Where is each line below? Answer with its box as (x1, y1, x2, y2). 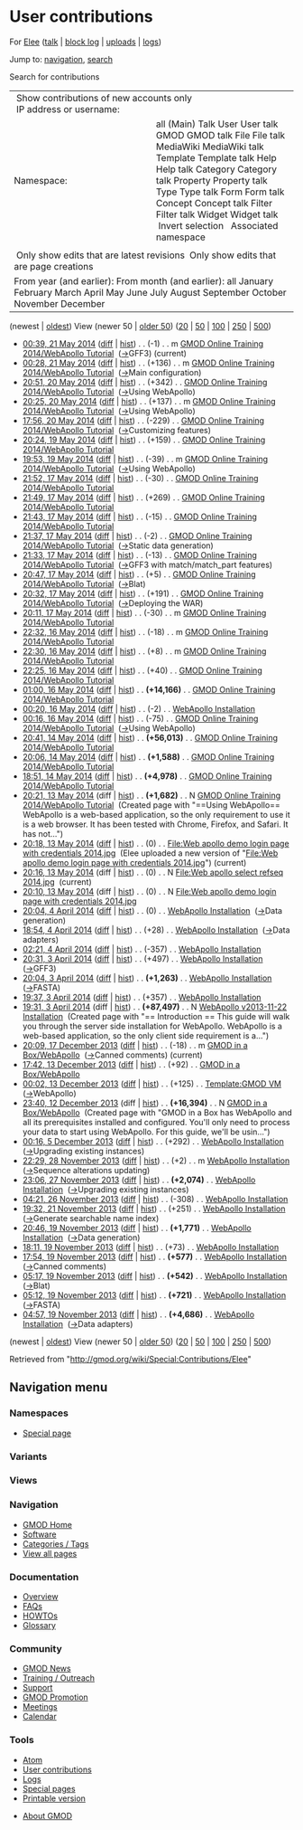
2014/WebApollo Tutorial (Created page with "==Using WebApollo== (22, 799, 281, 811)
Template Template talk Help (156, 151, 277, 164)
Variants (9, 1450, 48, 1463)
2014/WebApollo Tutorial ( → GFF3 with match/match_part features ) (22, 559, 273, 570)
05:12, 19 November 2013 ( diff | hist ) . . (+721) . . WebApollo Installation (22, 1289, 287, 1300)
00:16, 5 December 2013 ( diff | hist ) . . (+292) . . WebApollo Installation (22, 1135, 284, 1146)
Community (9, 1642, 62, 1655)
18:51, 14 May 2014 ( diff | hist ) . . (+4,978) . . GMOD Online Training (22, 771, 272, 782)
